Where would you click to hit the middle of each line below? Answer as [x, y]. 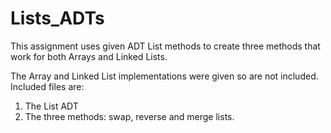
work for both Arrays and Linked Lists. [89, 56]
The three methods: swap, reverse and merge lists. [129, 116]
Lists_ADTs [57, 18]
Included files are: [47, 86]
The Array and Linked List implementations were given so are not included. [164, 76]
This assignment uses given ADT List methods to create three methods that [165, 46]
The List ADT [51, 106]
